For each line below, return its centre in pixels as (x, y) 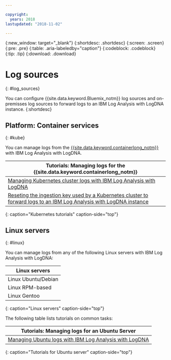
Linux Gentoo (24, 296)
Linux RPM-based (30, 287)
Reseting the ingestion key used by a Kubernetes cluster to (78, 196)
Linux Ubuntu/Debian (33, 279)
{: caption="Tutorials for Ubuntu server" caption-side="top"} (69, 352)
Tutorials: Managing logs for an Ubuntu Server (79, 331)
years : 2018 (23, 19)
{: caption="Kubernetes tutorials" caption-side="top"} (62, 214)
